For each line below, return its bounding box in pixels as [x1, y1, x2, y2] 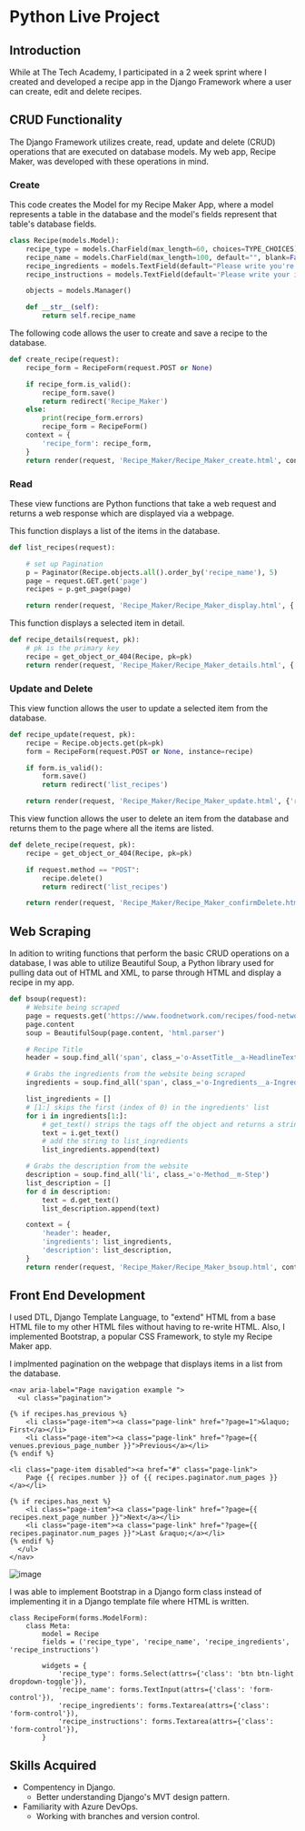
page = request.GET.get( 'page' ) [25, 576, 148, 586]
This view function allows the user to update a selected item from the [9, 702, 269, 713]
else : [25, 405, 47, 415]
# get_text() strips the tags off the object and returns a [42, 1120, 274, 1129]
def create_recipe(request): [9, 355, 120, 365]
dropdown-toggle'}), [9, 1677, 88, 1686]
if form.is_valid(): [25, 763, 103, 772]
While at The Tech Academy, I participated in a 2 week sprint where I [9, 66, 267, 77]
